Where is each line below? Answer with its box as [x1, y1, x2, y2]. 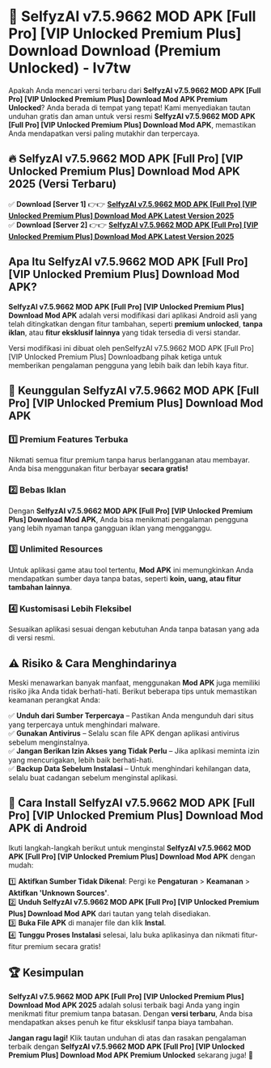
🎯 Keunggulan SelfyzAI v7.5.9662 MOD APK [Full [8, 383, 260, 397]
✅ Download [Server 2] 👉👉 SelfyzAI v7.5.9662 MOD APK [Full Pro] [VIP [8, 220, 259, 230]
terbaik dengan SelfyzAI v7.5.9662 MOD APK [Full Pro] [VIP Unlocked [8, 1041, 245, 1051]
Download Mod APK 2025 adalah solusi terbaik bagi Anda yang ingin [8, 1000, 240, 1010]
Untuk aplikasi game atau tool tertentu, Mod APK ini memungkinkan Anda [8, 565, 253, 575]
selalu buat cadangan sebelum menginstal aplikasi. [8, 772, 178, 783]
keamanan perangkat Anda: [8, 694, 101, 704]
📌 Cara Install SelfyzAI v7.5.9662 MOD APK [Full [8, 796, 256, 810]
